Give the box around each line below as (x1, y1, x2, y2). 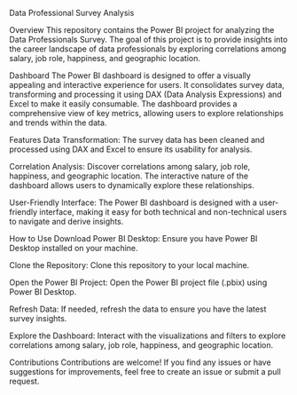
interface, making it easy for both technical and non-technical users (39, 207, 287, 217)
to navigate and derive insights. (9, 217, 124, 226)
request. (9, 376, 40, 386)
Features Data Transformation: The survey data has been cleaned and (9, 135, 265, 145)
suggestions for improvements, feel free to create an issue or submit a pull (9, 367, 281, 376)
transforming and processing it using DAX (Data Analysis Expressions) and (9, 89, 282, 99)
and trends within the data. (9, 117, 107, 128)
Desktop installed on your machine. (9, 243, 139, 253)
